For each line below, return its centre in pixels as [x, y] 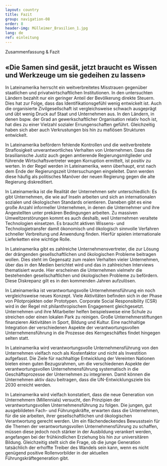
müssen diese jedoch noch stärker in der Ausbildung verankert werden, [79, 432]
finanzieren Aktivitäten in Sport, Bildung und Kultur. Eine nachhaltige [75, 322]
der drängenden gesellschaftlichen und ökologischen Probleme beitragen [81, 254]
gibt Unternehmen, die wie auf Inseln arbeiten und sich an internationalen [81, 197]
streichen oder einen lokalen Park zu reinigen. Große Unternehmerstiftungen [84, 317]
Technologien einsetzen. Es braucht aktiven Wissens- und [65, 223]
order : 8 [14, 24]
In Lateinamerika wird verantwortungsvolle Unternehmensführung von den [82, 348]
